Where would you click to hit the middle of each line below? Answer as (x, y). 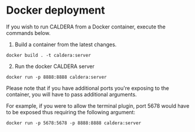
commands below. (28, 33)
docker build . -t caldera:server (49, 55)
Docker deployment (56, 10)
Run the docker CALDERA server (54, 66)
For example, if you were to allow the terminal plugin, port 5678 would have (98, 106)
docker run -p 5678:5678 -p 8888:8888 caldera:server (74, 123)
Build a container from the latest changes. (66, 44)
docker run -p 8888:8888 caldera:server (57, 77)
